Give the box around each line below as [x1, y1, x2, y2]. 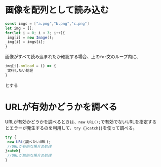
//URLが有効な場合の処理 [7, 144, 52, 149]
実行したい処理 [7, 68, 34, 73]
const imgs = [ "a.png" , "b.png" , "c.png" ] [5, 21, 90, 26]
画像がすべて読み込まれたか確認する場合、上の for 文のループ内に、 [5, 54, 141, 60]
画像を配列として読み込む [5, 4, 109, 16]
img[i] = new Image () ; [7, 35, 54, 40]
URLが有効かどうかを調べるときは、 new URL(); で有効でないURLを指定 [5, 119, 148, 125]
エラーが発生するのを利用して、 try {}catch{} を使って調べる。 [9, 125, 137, 131]
